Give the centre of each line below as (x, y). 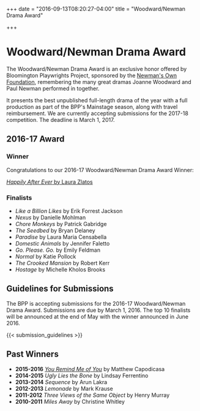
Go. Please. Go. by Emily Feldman (58, 250)
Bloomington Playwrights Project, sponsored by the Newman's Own (92, 75)
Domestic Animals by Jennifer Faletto (62, 243)
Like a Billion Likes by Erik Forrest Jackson (69, 211)
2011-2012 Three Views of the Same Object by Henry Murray (92, 395)
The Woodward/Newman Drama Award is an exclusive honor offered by (97, 69)
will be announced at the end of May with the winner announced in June (97, 316)
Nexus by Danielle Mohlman (50, 217)
